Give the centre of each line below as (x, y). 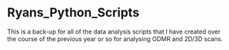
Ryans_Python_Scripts (73, 13)
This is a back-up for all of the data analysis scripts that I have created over (114, 32)
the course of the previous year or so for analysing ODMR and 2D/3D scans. (115, 38)
